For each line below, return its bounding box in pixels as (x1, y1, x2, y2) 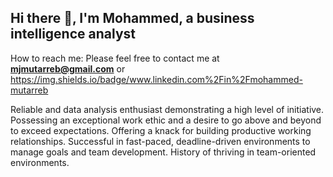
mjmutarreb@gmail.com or (10, 62, 126, 75)
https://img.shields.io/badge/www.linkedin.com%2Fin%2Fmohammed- (10, 73, 303, 85)
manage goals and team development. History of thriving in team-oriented (10, 146, 317, 158)
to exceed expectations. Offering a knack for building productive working (10, 124, 312, 136)
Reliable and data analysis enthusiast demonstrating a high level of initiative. (10, 103, 325, 115)
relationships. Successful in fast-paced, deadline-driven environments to (10, 135, 311, 147)
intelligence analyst (10, 26, 136, 43)
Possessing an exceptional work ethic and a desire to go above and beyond (10, 114, 322, 126)
